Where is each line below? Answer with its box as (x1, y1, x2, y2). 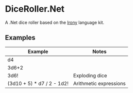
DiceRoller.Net (5, 3, 65, 15)
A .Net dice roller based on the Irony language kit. (5, 19, 104, 25)
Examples (5, 34, 35, 42)
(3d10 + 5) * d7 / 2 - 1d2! (7, 80, 69, 87)
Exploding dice (73, 72, 107, 79)
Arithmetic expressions (73, 80, 126, 87)
